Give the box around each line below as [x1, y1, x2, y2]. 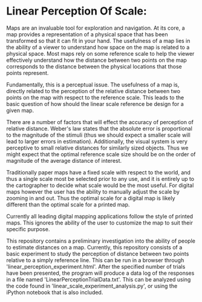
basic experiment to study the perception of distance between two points [6, 250, 189, 257]
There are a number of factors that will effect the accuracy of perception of [6, 118, 194, 125]
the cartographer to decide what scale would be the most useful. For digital [6, 182, 194, 189]
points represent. [6, 69, 49, 76]
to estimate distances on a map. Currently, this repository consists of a [6, 243, 183, 251]
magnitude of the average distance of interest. [6, 157, 122, 164]
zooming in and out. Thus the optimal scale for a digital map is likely [6, 194, 175, 202]
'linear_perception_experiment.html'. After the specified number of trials [6, 263, 186, 270]
